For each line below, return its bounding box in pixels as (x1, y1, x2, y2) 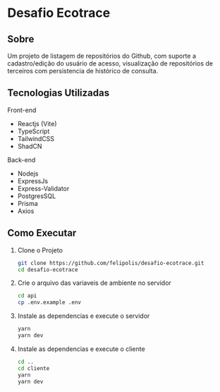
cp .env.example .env (17, 299, 81, 306)
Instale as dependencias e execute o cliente (17, 344, 146, 353)
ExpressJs (17, 176, 48, 185)
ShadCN (17, 142, 42, 150)
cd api (17, 293, 37, 300)
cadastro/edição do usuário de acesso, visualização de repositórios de (7, 59, 214, 68)
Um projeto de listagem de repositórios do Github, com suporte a (7, 51, 196, 60)
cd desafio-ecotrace (17, 266, 78, 273)
